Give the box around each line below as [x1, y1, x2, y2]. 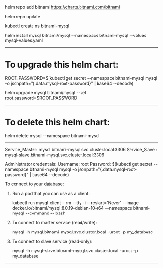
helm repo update [5, 14, 41, 19]
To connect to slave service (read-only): [12, 238, 93, 244]
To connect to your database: [5, 181, 64, 187]
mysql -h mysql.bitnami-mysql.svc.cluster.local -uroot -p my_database [12, 229, 153, 235]
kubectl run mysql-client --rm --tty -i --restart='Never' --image [12, 199, 139, 206]
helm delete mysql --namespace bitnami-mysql [5, 132, 100, 138]
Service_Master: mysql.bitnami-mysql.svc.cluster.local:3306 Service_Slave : [5, 146, 158, 152]
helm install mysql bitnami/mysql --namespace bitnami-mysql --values [5, 33, 147, 38]
